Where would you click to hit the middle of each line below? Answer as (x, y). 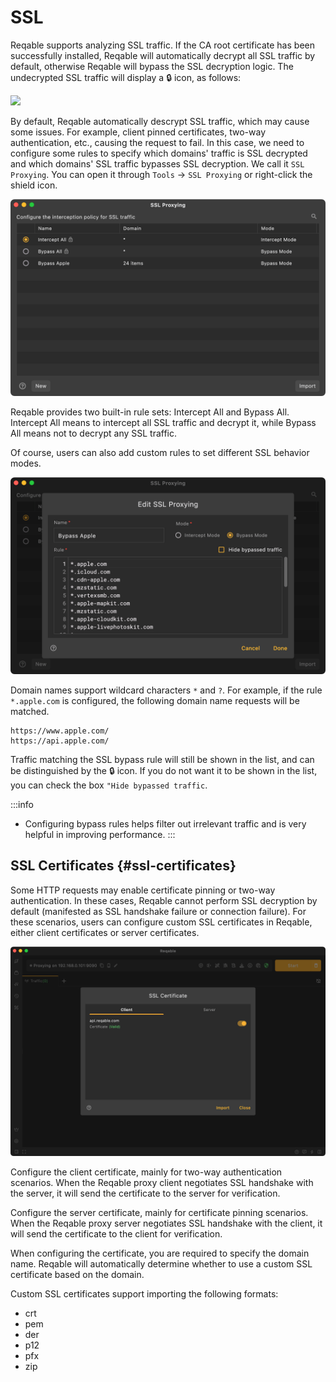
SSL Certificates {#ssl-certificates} (123, 866)
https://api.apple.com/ (60, 741)
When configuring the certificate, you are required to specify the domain (160, 1253)
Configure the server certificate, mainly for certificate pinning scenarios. (159, 1213)
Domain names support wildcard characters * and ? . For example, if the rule (166, 690)
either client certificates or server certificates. (105, 932)
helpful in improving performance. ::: (100, 834)
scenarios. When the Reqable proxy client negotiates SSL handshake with (162, 1183)
